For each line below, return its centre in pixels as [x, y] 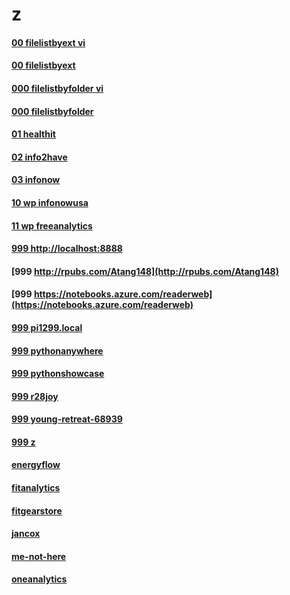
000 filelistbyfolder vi [57, 88]
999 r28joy [35, 396]
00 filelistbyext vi [48, 42]
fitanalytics [36, 488]
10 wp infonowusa [50, 202]
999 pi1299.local [47, 327]
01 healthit [33, 134]
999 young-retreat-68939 [67, 419]
